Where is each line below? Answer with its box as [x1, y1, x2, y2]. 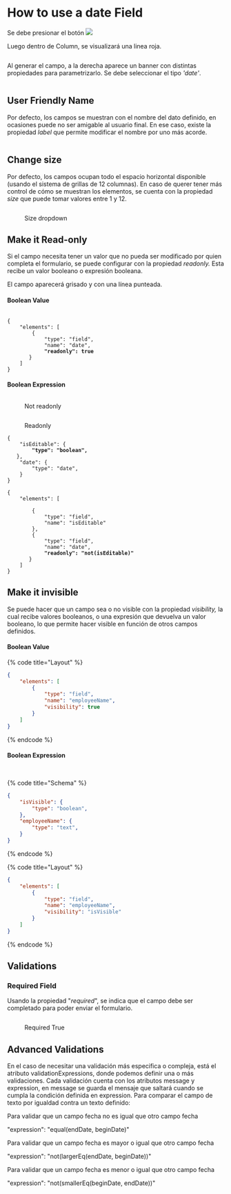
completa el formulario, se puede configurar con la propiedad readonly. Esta [7, 259, 224, 268]
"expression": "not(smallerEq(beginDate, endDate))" [7, 1179, 156, 1187]
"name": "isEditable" [43, 519, 107, 526]
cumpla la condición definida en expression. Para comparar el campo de [7, 1091, 213, 1100]
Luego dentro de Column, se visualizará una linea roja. [7, 41, 162, 50]
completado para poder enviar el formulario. [7, 1004, 133, 1012]
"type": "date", [32, 465, 79, 472]
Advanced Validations [7, 1043, 104, 1055]
